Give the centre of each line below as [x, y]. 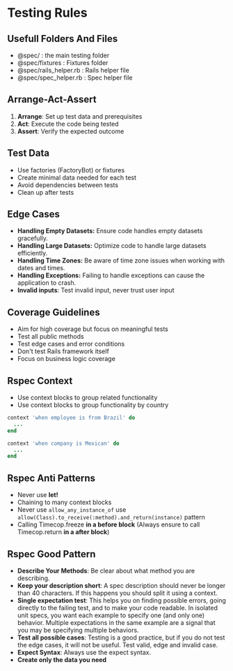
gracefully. [33, 238]
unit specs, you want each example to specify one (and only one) [111, 615]
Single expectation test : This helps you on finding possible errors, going [121, 600]
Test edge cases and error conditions [71, 344]
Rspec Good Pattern [51, 554]
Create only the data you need [62, 659]
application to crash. [47, 283]
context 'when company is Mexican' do [63, 443]
